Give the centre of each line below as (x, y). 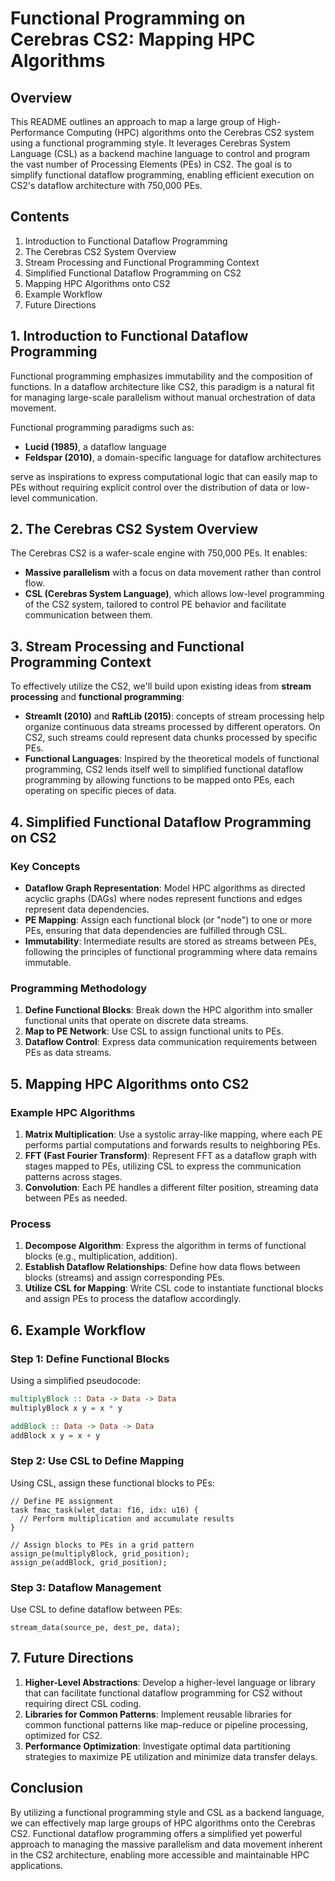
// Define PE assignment (62, 1501)
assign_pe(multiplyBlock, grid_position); (100, 1553)
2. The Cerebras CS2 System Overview (134, 529)
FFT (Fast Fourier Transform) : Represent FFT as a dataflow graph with (170, 1155)
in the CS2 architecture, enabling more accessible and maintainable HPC (160, 1854)
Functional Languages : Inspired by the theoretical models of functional (172, 759)
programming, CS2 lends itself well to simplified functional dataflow (164, 769)
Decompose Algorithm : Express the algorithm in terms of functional (165, 1246)
